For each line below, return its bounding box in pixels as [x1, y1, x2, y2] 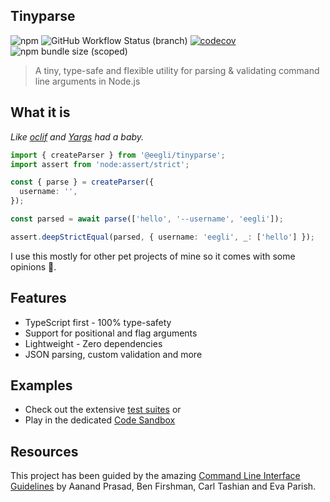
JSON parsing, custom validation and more [24, 348, 203, 360]
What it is [10, 104, 71, 121]
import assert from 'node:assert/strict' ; [10, 159, 190, 169]
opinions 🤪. [10, 260, 57, 273]
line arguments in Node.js [34, 75, 141, 87]
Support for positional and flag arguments [24, 327, 198, 339]
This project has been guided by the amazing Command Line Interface [10, 470, 301, 482]
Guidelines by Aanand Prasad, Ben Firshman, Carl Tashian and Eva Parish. [10, 480, 317, 493]
